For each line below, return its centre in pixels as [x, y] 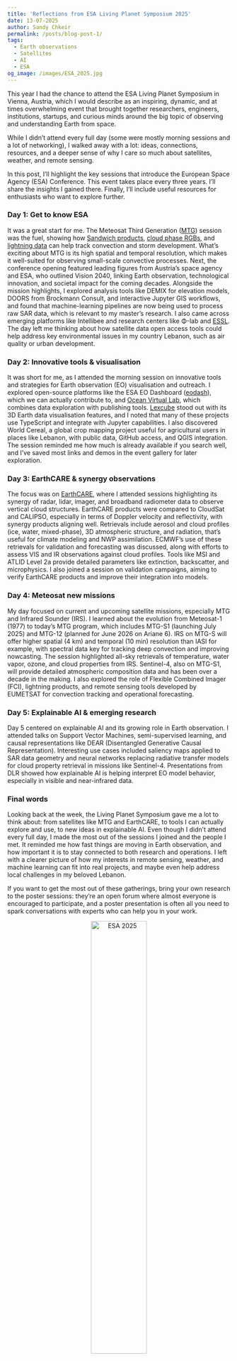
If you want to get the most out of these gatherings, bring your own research [119, 889]
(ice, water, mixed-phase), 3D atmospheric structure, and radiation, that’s [114, 532]
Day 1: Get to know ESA [48, 215]
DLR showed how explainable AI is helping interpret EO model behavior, [111, 773]
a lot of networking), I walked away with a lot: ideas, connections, [103, 145]
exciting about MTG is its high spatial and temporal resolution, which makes [117, 253]
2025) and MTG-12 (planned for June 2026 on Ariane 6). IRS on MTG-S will [117, 633]
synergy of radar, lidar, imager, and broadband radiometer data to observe [116, 502]
